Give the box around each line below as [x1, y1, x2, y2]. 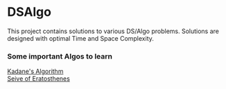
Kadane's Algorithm [7, 67, 64, 76]
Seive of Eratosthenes [7, 75, 71, 83]
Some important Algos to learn [7, 51, 113, 61]
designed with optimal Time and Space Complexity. [7, 34, 155, 42]
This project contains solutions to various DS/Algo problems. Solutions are [7, 27, 220, 35]
